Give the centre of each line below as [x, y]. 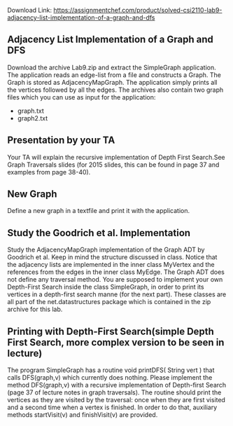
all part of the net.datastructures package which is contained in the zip [109, 302]
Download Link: [30, 10]
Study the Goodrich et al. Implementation [99, 233]
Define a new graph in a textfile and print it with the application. [99, 211]
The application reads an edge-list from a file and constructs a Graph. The [114, 75]
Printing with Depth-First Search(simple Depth [111, 331]
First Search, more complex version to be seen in [116, 342]
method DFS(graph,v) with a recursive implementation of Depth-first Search [117, 385]
